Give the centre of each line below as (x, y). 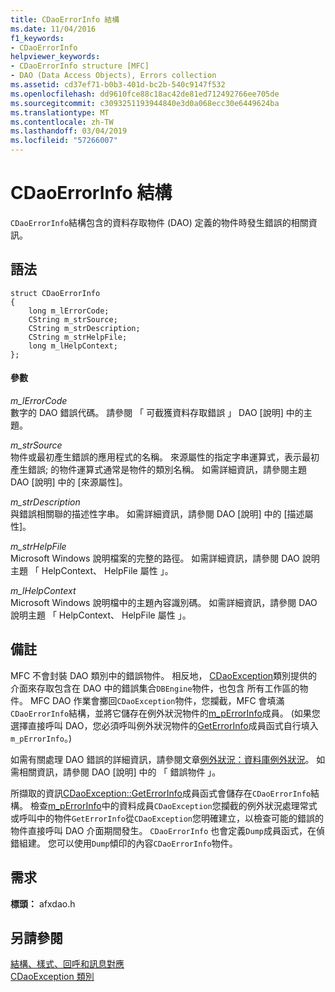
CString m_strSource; (73, 319)
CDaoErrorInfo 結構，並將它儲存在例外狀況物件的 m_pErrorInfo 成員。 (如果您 (165, 713)
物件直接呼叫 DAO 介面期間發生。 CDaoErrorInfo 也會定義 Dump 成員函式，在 (163, 830)
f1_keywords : (37, 38)
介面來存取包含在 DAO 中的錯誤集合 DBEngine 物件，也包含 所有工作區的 (155, 688)
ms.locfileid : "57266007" (64, 141)
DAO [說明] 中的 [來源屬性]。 (69, 482)
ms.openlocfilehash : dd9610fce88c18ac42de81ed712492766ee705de (145, 94)
